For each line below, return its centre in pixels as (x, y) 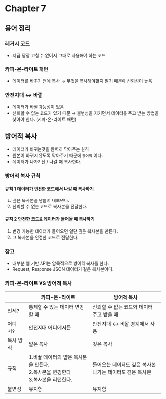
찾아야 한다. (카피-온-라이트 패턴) (44, 119)
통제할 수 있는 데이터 (51, 307)
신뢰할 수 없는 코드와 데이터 (123, 307)
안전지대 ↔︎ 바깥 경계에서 (121, 324)
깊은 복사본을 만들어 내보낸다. (41, 200)
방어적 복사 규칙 (23, 176)
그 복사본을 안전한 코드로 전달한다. (45, 237)
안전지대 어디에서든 (50, 328)
